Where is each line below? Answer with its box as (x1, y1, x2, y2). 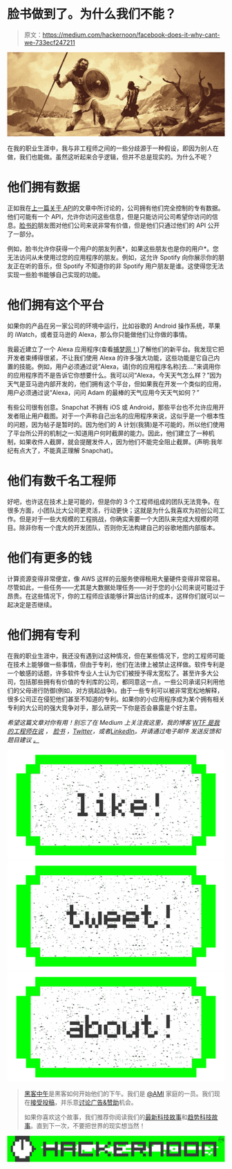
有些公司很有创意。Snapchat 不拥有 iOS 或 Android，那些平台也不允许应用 (7, 403, 219, 411)
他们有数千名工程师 (7, 473, 117, 489)
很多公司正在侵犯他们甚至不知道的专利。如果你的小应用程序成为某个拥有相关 (7, 694, 225, 703)
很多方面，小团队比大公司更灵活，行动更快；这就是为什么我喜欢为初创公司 (7, 506, 219, 514)
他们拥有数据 (7, 179, 81, 195)
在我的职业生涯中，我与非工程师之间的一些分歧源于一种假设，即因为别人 (7, 143, 213, 152)
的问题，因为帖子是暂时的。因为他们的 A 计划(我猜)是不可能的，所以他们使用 (7, 420, 225, 428)
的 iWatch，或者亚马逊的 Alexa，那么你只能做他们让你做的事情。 (7, 330, 191, 338)
